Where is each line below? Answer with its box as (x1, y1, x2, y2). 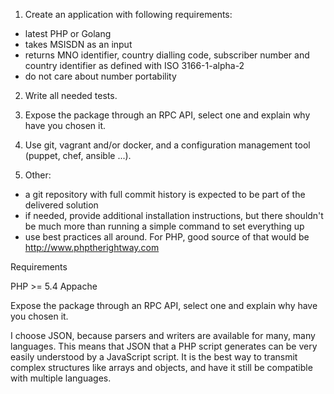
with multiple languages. (10, 372, 112, 384)
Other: (24, 169, 52, 181)
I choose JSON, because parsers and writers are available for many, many (10, 330, 316, 341)
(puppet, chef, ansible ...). (24, 150, 132, 161)
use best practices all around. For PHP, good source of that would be (24, 231, 310, 243)
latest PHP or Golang (24, 28, 112, 39)
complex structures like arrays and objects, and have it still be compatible (10, 362, 313, 373)
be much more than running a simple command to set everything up (24, 220, 305, 232)
